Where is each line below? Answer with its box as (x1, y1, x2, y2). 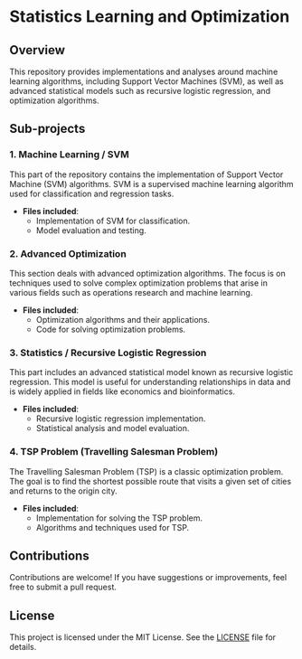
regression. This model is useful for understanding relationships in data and (9, 377, 291, 388)
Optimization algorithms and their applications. (35, 314, 211, 325)
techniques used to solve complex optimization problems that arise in (9, 278, 269, 288)
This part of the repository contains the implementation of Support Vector (9, 169, 284, 180)
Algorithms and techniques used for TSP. (35, 522, 190, 532)
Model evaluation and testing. (35, 224, 146, 236)
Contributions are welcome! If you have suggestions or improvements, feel (9, 572, 288, 583)
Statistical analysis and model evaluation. (35, 423, 190, 434)
